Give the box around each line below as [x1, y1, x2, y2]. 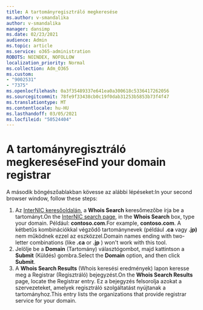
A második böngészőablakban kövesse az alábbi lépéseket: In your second [6, 188, 193, 196]
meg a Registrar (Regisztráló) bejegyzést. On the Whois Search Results [15, 271, 193, 278]
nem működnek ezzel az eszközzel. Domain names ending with [15, 232, 172, 240]
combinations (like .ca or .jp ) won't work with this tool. [29, 239, 168, 246]
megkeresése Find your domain [6, 156, 166, 169]
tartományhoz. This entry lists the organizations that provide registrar [15, 291, 187, 298]
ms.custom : [6, 71, 34, 77]
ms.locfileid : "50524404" [6, 116, 72, 122]
